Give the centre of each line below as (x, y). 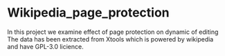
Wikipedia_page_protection (88, 13)
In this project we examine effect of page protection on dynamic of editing (113, 32)
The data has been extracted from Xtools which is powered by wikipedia (110, 39)
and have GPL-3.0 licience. (46, 46)
